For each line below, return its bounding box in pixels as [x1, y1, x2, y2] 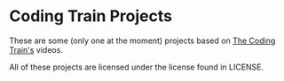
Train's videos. [9, 44, 64, 55]
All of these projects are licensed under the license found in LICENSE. [9, 62, 264, 72]
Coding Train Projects [9, 6, 173, 26]
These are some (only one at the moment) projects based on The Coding [9, 35, 276, 46]
